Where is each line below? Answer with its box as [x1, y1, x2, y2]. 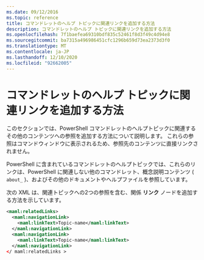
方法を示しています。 [11, 197, 65, 204]
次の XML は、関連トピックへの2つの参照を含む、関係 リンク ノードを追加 [6, 189, 193, 196]
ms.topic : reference [6, 15, 59, 21]
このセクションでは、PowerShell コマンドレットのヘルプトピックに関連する [6, 125, 196, 132]
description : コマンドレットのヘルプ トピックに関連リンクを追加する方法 [6, 26, 172, 32]
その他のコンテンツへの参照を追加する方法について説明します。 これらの [6, 132, 189, 140]
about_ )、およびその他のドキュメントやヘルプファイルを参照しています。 [6, 176, 191, 183]
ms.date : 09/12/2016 [6, 9, 59, 15]
